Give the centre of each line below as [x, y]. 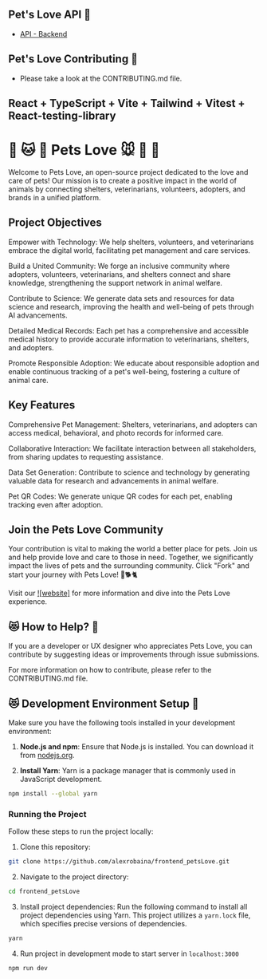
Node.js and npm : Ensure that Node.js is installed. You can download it [136, 747]
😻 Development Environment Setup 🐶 [104, 703]
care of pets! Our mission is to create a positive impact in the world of [123, 180]
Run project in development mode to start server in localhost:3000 [129, 953]
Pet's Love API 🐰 [50, 15]
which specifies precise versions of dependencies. [103, 923]
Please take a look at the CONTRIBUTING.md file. [101, 78]
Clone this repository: [55, 847]
